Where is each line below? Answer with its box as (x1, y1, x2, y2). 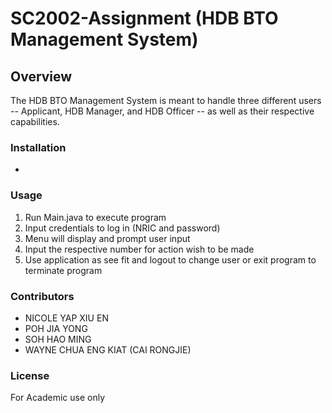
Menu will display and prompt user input (24, 232, 191, 244)
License (10, 368, 50, 382)
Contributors (10, 289, 75, 303)
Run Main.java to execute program (24, 211, 167, 223)
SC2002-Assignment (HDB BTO (10, 7, 279, 30)
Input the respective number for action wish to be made (24, 243, 255, 255)
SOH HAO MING (24, 333, 92, 345)
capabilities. (10, 116, 60, 127)
